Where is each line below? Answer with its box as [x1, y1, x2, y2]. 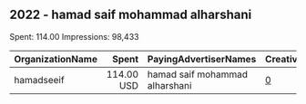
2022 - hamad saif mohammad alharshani [9, 7, 252, 23]
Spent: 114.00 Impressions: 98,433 [9, 31, 139, 42]
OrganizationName [14, 52, 98, 65]
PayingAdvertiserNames [147, 52, 257, 65]
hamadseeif [14, 73, 66, 86]
